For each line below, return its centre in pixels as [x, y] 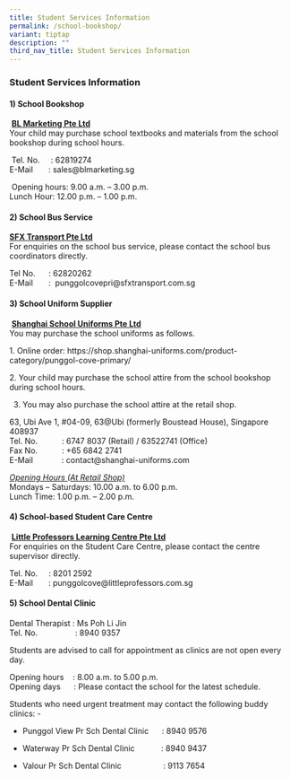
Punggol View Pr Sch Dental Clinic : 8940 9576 [115, 731]
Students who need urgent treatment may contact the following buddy [139, 704]
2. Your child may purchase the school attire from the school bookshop [140, 377]
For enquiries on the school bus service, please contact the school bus [140, 247]
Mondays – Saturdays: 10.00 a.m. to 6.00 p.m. [94, 486]
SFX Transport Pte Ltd [51, 237]
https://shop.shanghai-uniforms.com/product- [152, 350]
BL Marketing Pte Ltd [51, 124]
